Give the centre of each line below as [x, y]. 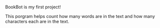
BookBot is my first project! [33, 7]
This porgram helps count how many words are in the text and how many [80, 16]
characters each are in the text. [37, 21]
